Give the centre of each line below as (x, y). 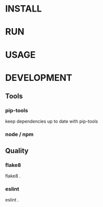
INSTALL (24, 9)
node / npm (19, 135)
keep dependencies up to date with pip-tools (51, 122)
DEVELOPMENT (39, 78)
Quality (17, 150)
